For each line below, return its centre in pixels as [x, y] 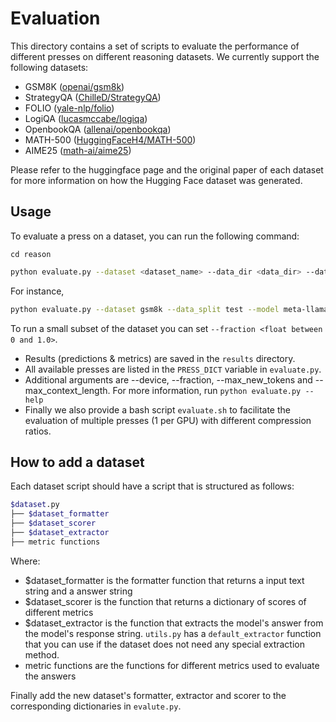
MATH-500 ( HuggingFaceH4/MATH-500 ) [110, 139]
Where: [25, 561]
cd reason [31, 254]
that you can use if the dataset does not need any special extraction [164, 644]
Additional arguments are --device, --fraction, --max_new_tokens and [168, 379]
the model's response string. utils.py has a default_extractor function [173, 633]
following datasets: [49, 67]
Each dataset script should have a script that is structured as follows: [152, 486]
